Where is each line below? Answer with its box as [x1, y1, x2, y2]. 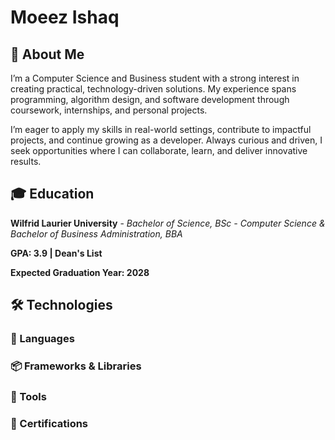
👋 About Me [10, 46, 85, 63]
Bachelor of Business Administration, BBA [10, 227, 183, 240]
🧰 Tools [10, 389, 47, 403]
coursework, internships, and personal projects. [10, 104, 208, 116]
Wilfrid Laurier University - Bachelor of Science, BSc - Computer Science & [10, 217, 326, 229]
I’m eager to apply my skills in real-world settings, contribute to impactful [10, 124, 312, 135]
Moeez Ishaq [10, 6, 120, 29]
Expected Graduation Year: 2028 [10, 266, 150, 278]
